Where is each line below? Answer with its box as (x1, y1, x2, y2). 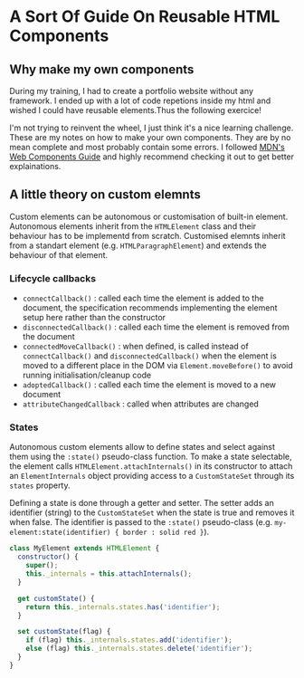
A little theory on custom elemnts (9, 187, 201, 203)
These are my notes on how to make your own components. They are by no (9, 132, 291, 142)
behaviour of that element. (9, 249, 109, 260)
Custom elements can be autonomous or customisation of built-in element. (9, 211, 289, 222)
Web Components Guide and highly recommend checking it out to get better (9, 151, 295, 162)
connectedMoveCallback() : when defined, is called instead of (22, 341, 249, 352)
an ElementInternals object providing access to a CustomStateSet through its (9, 471, 295, 482)
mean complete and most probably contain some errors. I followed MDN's (9, 142, 285, 152)
